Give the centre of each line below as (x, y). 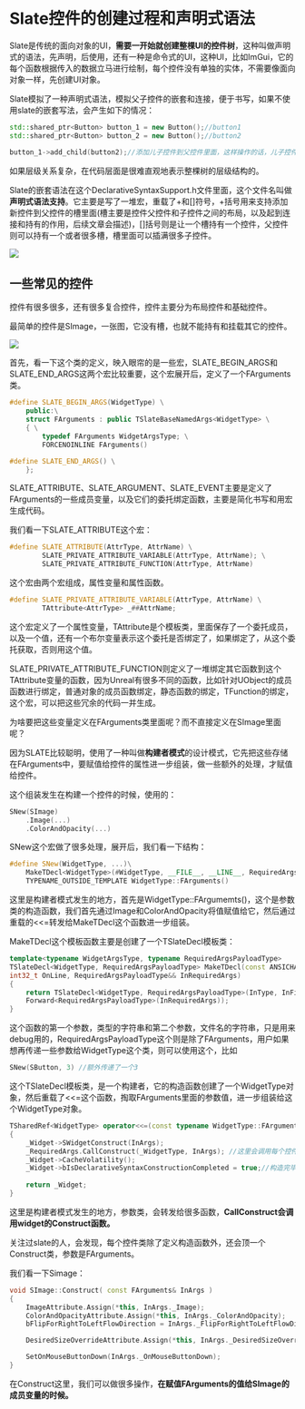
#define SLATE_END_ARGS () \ (63, 461)
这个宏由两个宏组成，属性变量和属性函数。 (89, 582)
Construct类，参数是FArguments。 (74, 1254)
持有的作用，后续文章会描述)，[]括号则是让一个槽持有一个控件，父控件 (157, 224)
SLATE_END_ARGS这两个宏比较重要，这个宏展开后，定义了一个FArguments (150, 374)
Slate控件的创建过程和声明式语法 (133, 19)
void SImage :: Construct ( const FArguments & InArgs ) (111, 1290)
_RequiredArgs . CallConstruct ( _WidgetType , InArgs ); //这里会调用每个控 (159, 1151)
